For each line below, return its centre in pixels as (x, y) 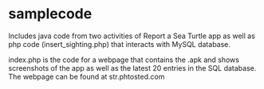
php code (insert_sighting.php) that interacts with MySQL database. (120, 44)
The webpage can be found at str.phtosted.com (87, 76)
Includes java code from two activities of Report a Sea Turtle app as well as (132, 36)
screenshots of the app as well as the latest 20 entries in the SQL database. (132, 68)
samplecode (50, 14)
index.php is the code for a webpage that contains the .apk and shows (124, 60)
